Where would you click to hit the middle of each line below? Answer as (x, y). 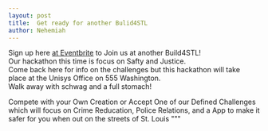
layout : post (30, 15)
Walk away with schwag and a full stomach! (80, 87)
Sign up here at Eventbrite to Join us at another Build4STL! (105, 53)
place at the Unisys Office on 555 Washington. (85, 78)
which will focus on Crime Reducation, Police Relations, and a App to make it (134, 110)
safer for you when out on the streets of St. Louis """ (95, 119)
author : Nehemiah (37, 30)
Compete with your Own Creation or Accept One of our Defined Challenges (132, 102)
